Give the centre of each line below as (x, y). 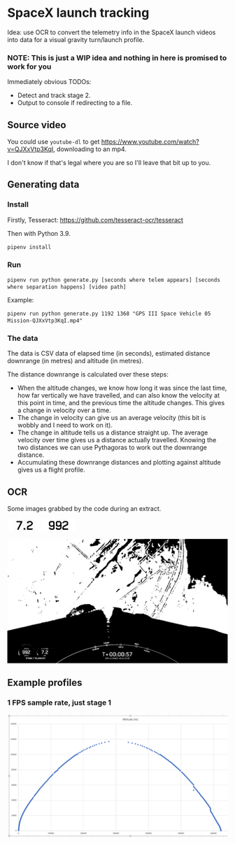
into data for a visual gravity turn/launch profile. (76, 39)
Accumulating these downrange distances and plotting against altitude (119, 463)
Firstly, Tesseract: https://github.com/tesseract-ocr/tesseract (95, 220)
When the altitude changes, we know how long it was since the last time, (122, 388)
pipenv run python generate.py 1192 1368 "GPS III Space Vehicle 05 (109, 314)
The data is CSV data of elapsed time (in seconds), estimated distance (109, 353)
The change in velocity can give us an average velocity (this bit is (112, 418)
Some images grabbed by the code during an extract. (84, 509)
